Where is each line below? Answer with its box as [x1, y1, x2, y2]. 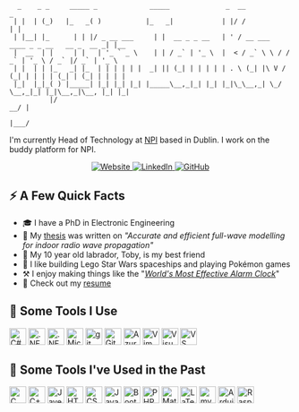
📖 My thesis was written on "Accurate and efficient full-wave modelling [21, 230, 286, 241]
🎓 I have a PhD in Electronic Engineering [21, 217, 175, 227]
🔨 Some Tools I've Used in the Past [9, 363, 206, 378]
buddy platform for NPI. [9, 144, 97, 154]
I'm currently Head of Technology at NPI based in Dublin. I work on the [9, 134, 270, 145]
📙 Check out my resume [21, 278, 112, 288]
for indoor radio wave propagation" [21, 239, 154, 250]
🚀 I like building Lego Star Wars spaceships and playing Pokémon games [21, 258, 291, 270]
